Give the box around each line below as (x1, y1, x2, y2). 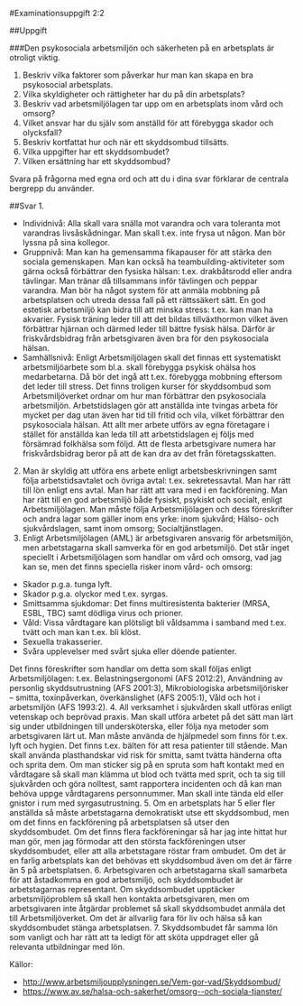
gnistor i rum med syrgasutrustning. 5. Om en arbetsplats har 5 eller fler (9, 798, 276, 808)
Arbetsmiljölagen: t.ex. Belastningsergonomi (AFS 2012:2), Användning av (9, 673, 284, 684)
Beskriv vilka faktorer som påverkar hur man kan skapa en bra (22, 69, 254, 80)
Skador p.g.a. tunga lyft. (22, 579, 113, 589)
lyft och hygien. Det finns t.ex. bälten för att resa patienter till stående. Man (9, 740, 288, 751)
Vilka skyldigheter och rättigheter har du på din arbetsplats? (22, 89, 245, 99)
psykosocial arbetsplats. (22, 79, 114, 89)
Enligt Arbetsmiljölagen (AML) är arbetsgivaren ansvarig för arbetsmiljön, (22, 532, 294, 543)
